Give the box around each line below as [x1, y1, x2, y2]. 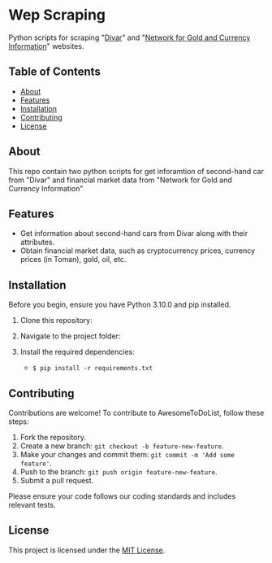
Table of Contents [8, 65, 101, 79]
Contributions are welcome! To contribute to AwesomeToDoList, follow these [8, 408, 265, 417]
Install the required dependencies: [19, 347, 136, 357]
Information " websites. [8, 41, 84, 50]
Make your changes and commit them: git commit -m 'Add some [19, 450, 235, 459]
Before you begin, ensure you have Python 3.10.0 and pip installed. [8, 299, 231, 310]
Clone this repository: [19, 316, 93, 325]
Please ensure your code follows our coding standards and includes [8, 491, 236, 501]
